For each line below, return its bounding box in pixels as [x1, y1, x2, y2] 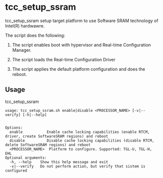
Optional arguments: [5, 155, 47, 160]
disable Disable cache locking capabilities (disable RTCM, [9, 138, 154, 143]
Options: [5, 125, 23, 130]
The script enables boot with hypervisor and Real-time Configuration [12, 42, 151, 48]
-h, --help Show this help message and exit [9, 159, 109, 164]
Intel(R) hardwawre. [5, 23, 45, 28]
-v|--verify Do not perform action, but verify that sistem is [9, 164, 146, 169]
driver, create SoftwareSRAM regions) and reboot [5, 134, 109, 139]
